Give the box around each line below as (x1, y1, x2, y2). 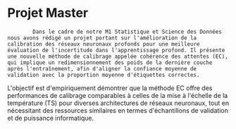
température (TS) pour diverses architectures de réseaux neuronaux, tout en (7, 99, 230, 107)
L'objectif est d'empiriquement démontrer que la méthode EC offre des (7, 83, 213, 92)
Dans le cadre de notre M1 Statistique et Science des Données (32, 28, 222, 35)
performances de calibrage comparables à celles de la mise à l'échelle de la (7, 91, 228, 99)
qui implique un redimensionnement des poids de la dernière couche (7, 59, 213, 66)
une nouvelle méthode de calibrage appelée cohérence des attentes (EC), (7, 53, 229, 60)
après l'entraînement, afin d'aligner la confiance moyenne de (7, 65, 197, 72)
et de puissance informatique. (7, 113, 94, 122)
